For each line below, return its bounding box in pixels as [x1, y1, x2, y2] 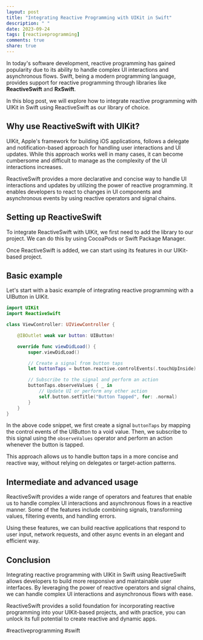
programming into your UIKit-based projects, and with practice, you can [6, 609, 186, 616]
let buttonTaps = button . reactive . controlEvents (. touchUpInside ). [28, 366, 199, 372]
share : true [6, 43, 36, 49]
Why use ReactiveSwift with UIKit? [6, 121, 140, 131]
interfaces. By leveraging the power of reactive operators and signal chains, [6, 584, 196, 591]
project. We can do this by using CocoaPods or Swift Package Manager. [6, 235, 186, 242]
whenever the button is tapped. [6, 441, 85, 448]
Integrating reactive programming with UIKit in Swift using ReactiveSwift [6, 571, 187, 579]
